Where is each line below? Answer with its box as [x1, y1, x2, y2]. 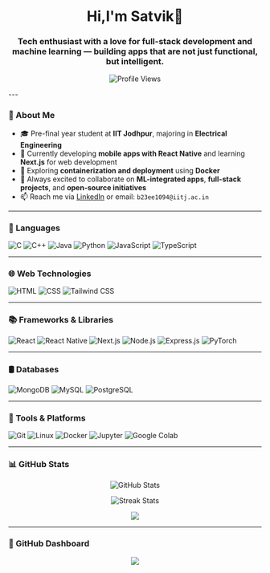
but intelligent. [105, 56, 165, 67]
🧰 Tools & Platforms [8, 412, 86, 424]
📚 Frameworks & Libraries [8, 315, 114, 326]
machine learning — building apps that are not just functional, [11, 46, 259, 57]
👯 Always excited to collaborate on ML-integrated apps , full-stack [19, 174, 242, 184]
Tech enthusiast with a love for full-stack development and [17, 36, 253, 47]
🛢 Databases [8, 364, 59, 375]
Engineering [19, 140, 63, 149]
